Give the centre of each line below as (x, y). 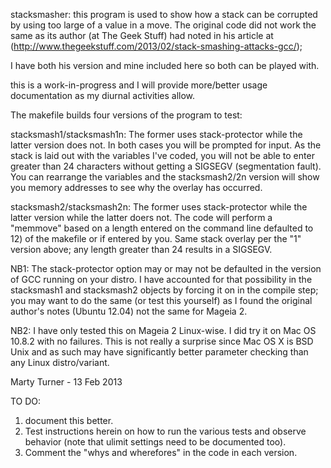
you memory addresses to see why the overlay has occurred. (136, 187)
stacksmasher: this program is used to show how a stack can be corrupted (164, 14)
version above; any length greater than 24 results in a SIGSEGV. (141, 249)
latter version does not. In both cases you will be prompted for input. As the (166, 145)
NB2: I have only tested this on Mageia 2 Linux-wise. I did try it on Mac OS (163, 330)
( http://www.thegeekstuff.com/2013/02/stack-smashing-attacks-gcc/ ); (156, 46)
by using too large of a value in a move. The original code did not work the (163, 25)
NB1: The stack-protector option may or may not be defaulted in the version (166, 268)
